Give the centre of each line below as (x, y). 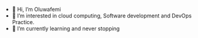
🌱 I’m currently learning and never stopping (66, 28)
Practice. (23, 22)
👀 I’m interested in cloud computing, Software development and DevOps (102, 16)
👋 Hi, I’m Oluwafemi (37, 9)
